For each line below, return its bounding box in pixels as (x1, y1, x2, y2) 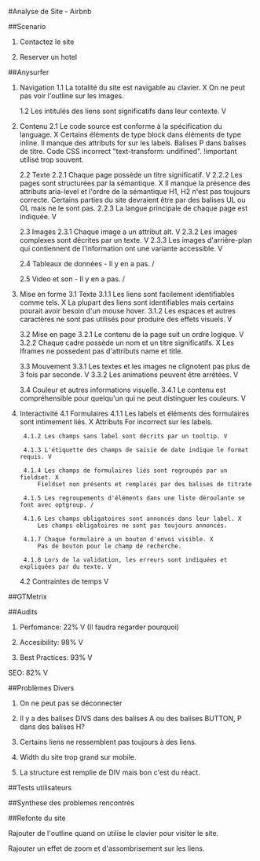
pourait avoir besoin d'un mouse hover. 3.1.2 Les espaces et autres (19, 306, 236, 315)
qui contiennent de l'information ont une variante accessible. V (19, 244, 223, 253)
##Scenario (8, 22, 46, 31)
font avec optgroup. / (19, 501, 94, 509)
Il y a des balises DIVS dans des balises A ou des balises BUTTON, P (19, 714, 242, 723)
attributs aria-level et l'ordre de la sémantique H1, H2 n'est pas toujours (19, 187, 251, 196)
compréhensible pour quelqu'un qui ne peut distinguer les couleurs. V (19, 394, 246, 403)
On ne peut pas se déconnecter (19, 698, 123, 708)
